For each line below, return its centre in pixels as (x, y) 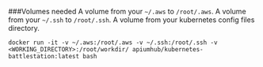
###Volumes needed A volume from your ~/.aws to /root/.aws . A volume (128, 11)
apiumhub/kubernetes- (168, 50)
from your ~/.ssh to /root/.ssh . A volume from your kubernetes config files (131, 20)
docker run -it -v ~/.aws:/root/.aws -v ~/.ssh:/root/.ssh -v (113, 43)
